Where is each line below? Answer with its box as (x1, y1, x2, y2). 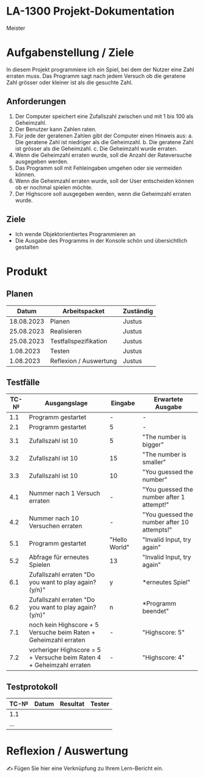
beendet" (142, 607, 169, 616)
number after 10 (142, 518, 189, 527)
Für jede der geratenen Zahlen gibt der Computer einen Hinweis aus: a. (15, 132, 193, 139)
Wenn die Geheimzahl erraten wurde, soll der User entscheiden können (15, 177, 194, 184)
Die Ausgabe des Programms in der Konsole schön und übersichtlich (15, 237, 188, 244)
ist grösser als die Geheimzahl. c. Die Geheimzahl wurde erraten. (15, 145, 178, 152)
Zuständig (123, 307, 154, 315)
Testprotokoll (6, 681, 58, 692)
